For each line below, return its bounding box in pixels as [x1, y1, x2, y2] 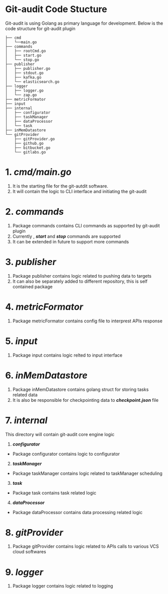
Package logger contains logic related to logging [12, 583, 113, 589]
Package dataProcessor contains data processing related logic [12, 509, 143, 515]
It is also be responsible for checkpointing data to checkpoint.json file [12, 397, 159, 403]
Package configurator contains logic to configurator [12, 451, 120, 457]
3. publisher [5, 257, 56, 268]
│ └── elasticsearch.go [5, 79, 59, 84]
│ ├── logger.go [5, 88, 44, 93]
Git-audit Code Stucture [5, 4, 107, 15]
